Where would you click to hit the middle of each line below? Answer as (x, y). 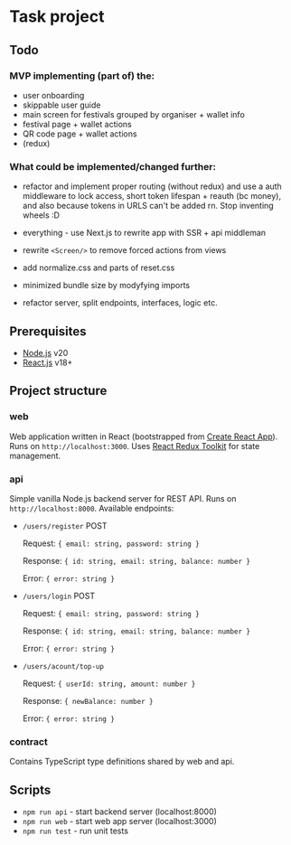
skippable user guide (61, 105)
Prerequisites (48, 331)
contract (28, 741)
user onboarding (53, 95)
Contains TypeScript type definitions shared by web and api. (122, 762)
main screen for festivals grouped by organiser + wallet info (134, 114)
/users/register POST (65, 525)
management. (35, 455)
